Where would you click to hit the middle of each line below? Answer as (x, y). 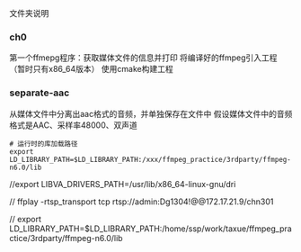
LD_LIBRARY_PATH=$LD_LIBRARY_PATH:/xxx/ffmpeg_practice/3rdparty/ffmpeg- (150, 159)
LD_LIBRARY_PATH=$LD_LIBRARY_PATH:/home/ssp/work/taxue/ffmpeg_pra (150, 229)
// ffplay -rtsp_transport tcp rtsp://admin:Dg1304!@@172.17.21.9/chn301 (142, 202)
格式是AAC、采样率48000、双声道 (73, 125)
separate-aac (40, 93)
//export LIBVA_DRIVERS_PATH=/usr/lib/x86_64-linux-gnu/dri (123, 184)
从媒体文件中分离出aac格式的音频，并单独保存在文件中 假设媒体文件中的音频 (151, 113)
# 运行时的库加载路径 (44, 144)
